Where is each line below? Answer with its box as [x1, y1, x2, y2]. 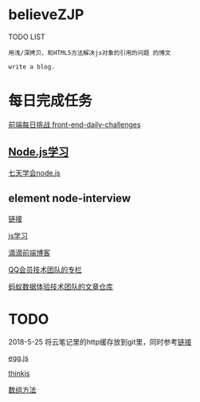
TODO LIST [8, 32, 45, 41]
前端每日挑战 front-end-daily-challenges [8, 120, 141, 129]
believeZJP [8, 6, 84, 24]
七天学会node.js [8, 167, 61, 177]
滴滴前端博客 [8, 247, 50, 257]
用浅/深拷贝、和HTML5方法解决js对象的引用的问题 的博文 [8, 49, 171, 57]
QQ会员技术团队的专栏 [8, 265, 82, 274]
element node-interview [8, 191, 131, 205]
